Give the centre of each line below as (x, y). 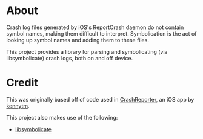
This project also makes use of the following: (62, 117)
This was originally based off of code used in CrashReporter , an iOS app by (100, 99)
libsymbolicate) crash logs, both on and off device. (70, 58)
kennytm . (18, 106)
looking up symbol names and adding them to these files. (78, 40)
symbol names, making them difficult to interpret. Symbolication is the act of (101, 33)
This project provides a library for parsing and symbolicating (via (87, 51)
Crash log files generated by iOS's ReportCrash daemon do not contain (95, 27)
